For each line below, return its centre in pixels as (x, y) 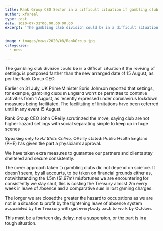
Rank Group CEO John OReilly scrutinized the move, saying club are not (77, 118)
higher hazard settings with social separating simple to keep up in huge (77, 123)
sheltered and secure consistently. (40, 158)
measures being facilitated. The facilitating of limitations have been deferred (82, 104)
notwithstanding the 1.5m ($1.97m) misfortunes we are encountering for (77, 178)
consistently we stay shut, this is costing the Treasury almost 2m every (76, 183)
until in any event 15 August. (33, 109)
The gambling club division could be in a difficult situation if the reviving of (80, 68)
